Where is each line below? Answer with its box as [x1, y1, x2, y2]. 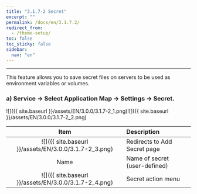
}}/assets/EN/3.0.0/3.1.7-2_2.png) [6, 113, 87, 120]
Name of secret [125, 154, 169, 162]
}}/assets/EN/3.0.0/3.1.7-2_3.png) [16, 144, 113, 153]
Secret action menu [125, 175, 181, 183]
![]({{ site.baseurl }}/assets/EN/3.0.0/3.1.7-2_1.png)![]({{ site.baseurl [6, 108, 169, 115]
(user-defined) [125, 161, 168, 169]
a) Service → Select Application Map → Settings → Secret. [6, 94, 175, 102]
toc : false [6, 36, 33, 41]
